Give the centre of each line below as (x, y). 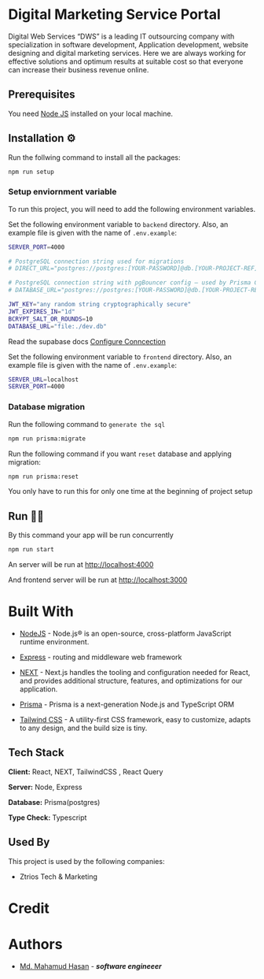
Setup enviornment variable (62, 192)
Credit (29, 908)
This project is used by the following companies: (86, 861)
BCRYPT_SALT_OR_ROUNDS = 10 (50, 319)
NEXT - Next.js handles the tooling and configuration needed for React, (135, 673)
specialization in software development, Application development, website (128, 44)
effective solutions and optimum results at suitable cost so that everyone (126, 61)
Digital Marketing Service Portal (115, 15)
